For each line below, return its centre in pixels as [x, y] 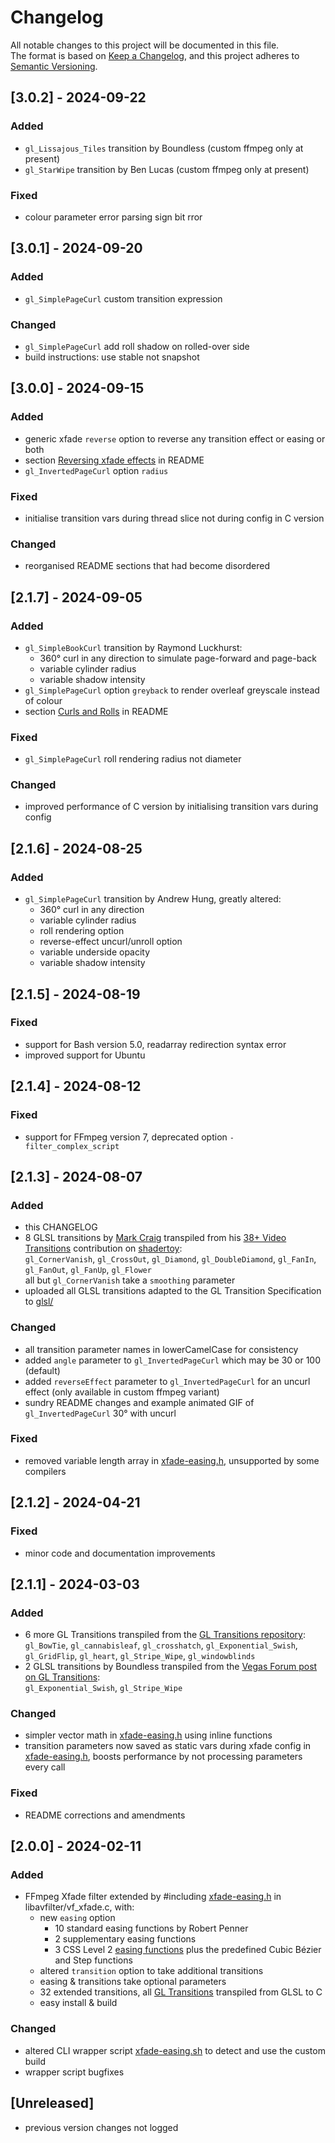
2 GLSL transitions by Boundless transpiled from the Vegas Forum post [171, 1667]
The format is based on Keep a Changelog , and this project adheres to [155, 55]
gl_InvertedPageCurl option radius [96, 470]
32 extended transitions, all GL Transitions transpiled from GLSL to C [181, 1992]
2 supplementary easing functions [125, 1939]
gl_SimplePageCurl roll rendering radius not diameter [133, 759]
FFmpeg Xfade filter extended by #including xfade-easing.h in [153, 1897]
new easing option [77, 1918]
